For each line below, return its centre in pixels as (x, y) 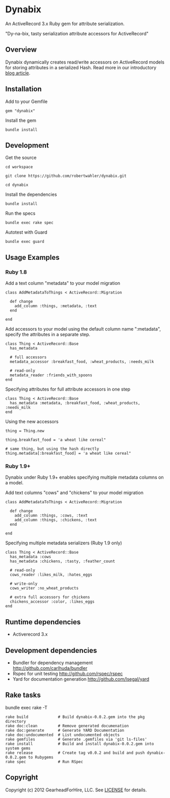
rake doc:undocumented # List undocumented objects (63, 735)
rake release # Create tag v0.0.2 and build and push (75, 753)
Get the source (21, 158)
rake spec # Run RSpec (44, 762)
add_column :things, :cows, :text (51, 516)
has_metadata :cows (31, 557)
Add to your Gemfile (26, 101)
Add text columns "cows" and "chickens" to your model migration (75, 493)
